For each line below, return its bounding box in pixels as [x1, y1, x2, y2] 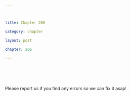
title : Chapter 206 [5, 20, 45, 25]
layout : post [5, 38, 32, 43]
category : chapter [5, 29, 43, 34]
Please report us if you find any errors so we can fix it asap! [5, 86, 127, 92]
